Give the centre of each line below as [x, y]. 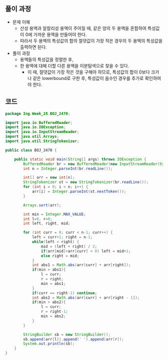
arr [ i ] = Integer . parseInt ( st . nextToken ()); [79, 191]
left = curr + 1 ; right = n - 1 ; [62, 237]
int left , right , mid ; [47, 223]
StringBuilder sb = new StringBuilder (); [67, 334]
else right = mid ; [60, 256]
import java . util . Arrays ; [32, 136]
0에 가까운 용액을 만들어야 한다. [56, 34]
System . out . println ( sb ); [49, 344]
